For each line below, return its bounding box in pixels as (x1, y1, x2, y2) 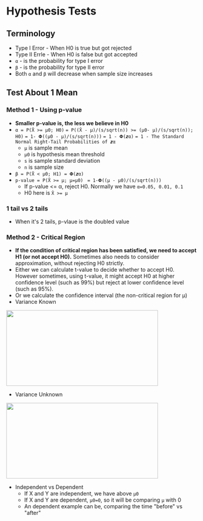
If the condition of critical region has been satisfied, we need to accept (15, 247, 197, 254)
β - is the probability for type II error (15, 64, 105, 71)
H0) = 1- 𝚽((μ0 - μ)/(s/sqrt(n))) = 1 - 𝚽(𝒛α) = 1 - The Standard (15, 133, 185, 140)
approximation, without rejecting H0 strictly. (15, 260, 125, 267)
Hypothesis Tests (6, 4, 97, 18)
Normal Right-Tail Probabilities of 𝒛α (15, 139, 116, 145)
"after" (24, 510, 41, 517)
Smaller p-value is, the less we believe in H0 (15, 119, 129, 126)
